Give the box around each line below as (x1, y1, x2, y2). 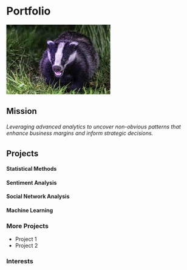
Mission (6, 106, 38, 116)
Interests (6, 257, 33, 266)
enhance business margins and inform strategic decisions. (6, 129, 154, 137)
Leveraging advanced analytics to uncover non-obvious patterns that (6, 123, 181, 130)
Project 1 (15, 235, 37, 243)
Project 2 (15, 242, 38, 249)
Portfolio (6, 4, 51, 18)
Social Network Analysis (6, 193, 70, 200)
